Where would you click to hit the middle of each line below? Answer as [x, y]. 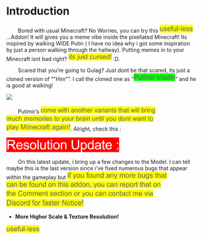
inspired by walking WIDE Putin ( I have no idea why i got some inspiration [98, 43]
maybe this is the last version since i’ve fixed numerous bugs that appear [97, 168]
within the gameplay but [36, 177]
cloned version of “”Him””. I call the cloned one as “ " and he [101, 79]
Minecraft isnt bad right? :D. [63, 59]
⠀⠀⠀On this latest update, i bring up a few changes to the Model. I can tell [98, 162]
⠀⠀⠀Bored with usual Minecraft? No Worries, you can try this [82, 30]
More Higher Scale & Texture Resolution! [67, 217]
